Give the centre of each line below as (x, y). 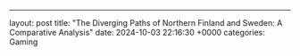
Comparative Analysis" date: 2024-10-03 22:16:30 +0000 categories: (137, 32)
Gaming (24, 42)
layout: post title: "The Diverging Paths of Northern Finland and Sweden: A (146, 23)
